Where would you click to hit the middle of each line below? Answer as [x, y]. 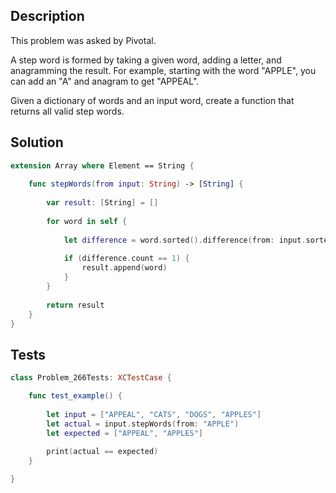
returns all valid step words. [67, 111]
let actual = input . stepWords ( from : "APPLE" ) [143, 424]
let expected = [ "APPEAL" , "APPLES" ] [124, 433]
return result [75, 305]
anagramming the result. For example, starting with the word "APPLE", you [163, 70]
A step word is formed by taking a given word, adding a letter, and [146, 60]
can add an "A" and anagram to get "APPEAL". [105, 81]
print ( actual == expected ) [102, 452]
